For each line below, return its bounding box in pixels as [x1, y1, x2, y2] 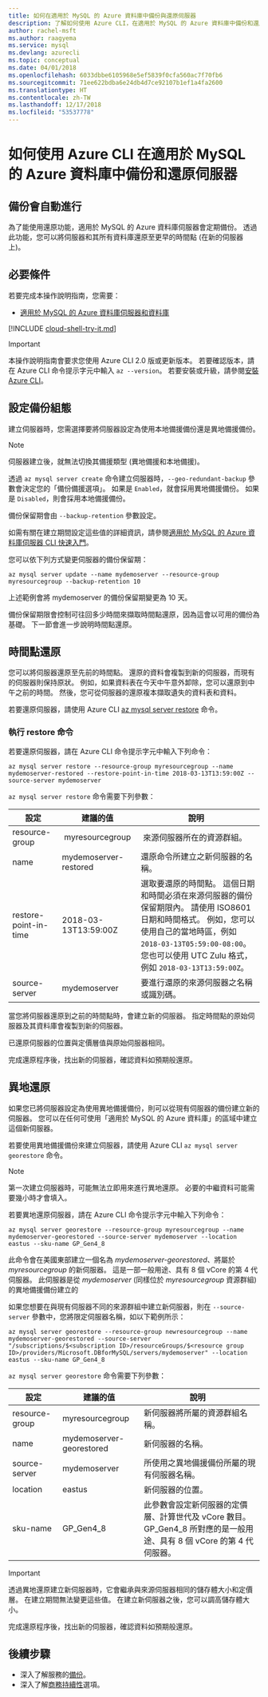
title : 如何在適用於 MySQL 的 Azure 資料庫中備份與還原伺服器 [8, 11, 197, 20]
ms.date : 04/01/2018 [8, 64, 77, 72]
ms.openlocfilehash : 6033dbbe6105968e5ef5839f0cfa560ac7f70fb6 [8, 71, 223, 79]
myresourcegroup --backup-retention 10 [8, 577, 141, 585]
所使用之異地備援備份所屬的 [143, 1457, 248, 1468]
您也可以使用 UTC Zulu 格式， [140, 949, 253, 960]
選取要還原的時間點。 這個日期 [140, 877, 255, 888]
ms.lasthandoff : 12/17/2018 [8, 101, 102, 109]
